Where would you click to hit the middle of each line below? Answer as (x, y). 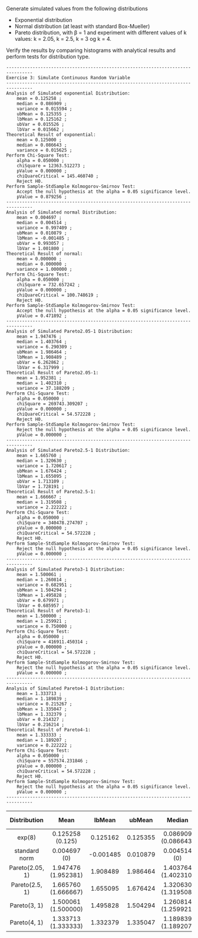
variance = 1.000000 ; (44, 269)
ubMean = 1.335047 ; (42, 709)
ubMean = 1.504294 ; (42, 590)
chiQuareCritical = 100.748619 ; (58, 295)
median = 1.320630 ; (42, 461)
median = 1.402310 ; (42, 383)
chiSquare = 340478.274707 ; (52, 523)
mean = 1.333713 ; (39, 694)
